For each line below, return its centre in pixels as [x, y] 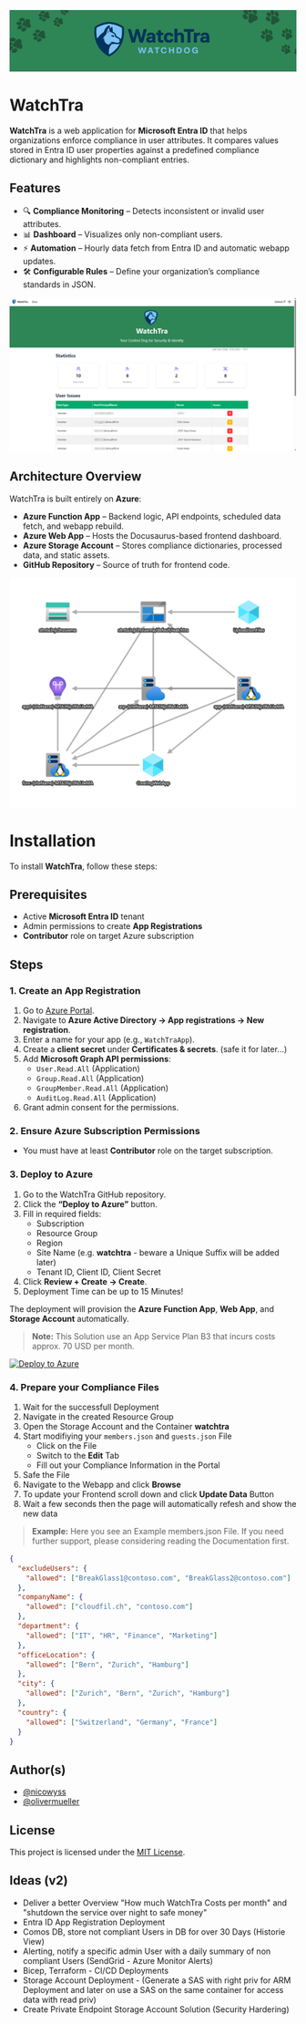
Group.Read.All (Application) [90, 1079]
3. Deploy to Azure [51, 1174]
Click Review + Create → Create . [85, 1281]
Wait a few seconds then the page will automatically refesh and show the [159, 1503]
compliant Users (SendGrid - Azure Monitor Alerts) [118, 1960]
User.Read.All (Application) [88, 1069]
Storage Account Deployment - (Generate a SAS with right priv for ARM [157, 1980]
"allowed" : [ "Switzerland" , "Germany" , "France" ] [122, 1722]
